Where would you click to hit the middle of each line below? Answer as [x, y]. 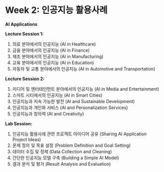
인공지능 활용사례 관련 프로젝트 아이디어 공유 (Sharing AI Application [80, 134]
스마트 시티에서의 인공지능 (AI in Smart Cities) [57, 95]
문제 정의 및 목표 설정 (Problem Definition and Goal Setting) [71, 145]
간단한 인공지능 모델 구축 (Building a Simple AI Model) [66, 158]
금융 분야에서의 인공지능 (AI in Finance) [51, 50]
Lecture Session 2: [25, 79]
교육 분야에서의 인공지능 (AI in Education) [53, 62]
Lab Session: [19, 123]
